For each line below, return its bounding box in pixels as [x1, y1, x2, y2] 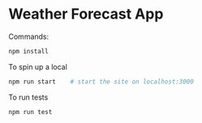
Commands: [8, 32, 49, 41]
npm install [8, 47, 49, 55]
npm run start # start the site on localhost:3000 [8, 78, 195, 86]
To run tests [8, 92, 49, 102]
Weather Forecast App [8, 5, 164, 23]
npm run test [8, 108, 53, 116]
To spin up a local [8, 61, 67, 71]
